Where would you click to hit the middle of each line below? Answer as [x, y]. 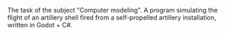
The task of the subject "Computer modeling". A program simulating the [113, 10]
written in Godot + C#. [40, 25]
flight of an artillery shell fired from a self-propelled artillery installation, [112, 17]
